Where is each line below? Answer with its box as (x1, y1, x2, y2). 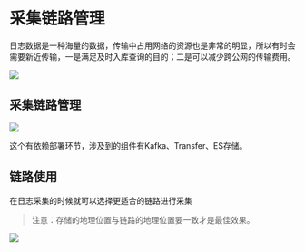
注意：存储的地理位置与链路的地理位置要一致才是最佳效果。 (31, 214, 255, 225)
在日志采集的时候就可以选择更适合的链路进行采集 (9, 195, 192, 206)
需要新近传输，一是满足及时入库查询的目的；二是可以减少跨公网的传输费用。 (9, 51, 296, 62)
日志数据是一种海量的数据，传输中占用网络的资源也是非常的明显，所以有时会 (9, 40, 296, 51)
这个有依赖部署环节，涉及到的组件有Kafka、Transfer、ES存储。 (9, 140, 248, 150)
